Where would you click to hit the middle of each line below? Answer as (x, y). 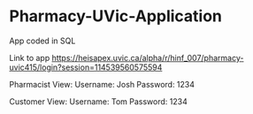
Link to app (30, 57)
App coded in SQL (42, 41)
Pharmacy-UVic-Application (116, 16)
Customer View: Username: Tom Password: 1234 (98, 101)
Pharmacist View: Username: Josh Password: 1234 (102, 84)
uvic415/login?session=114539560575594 (86, 67)
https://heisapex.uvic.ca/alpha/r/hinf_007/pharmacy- (148, 57)
